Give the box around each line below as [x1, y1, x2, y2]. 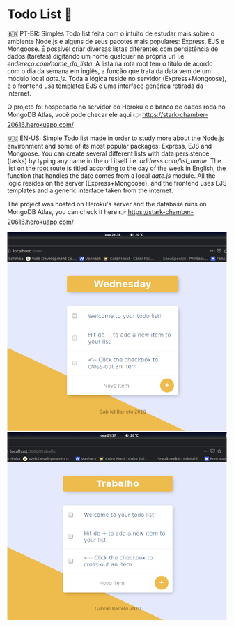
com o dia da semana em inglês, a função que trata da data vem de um [7, 66, 211, 75]
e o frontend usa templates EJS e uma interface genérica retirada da [7, 82, 204, 90]
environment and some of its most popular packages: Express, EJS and [7, 142, 212, 150]
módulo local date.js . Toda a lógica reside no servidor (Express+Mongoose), [7, 74, 226, 82]
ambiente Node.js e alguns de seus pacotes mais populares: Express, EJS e [7, 37, 225, 45]
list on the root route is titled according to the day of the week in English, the [7, 164, 226, 172]
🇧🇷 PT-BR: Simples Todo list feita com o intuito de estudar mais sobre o [7, 29, 215, 38]
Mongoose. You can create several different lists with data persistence [7, 149, 210, 158]
